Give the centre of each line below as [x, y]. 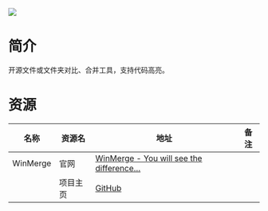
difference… [118, 168]
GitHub [108, 188]
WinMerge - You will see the [149, 158]
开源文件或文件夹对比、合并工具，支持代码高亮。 [89, 70]
